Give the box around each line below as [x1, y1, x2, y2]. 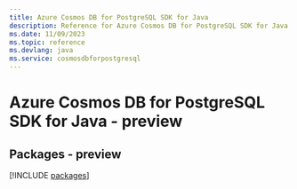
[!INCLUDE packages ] [9, 170, 90, 180]
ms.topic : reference [9, 37, 86, 47]
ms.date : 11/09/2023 [9, 29, 86, 38]
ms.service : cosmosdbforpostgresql [9, 54, 141, 63]
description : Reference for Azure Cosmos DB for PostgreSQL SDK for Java [9, 21, 289, 30]
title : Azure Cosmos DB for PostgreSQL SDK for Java [9, 12, 209, 22]
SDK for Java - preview [9, 112, 183, 131]
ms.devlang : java [9, 46, 74, 55]
